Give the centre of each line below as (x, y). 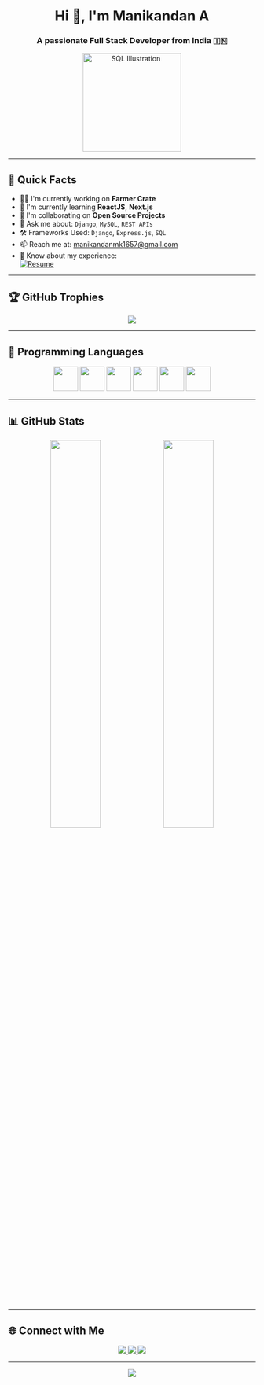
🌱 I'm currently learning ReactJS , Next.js (86, 207)
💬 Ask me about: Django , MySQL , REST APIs (86, 224)
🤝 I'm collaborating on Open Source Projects (92, 215)
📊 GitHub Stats (46, 421)
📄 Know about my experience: (68, 256)
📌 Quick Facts (42, 180)
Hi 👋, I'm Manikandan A (132, 16)
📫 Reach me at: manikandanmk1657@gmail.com (99, 245)
